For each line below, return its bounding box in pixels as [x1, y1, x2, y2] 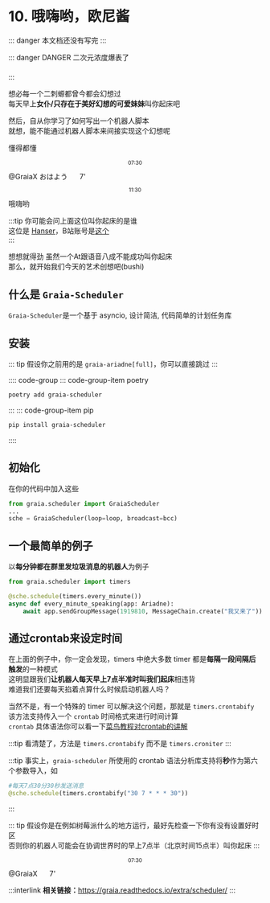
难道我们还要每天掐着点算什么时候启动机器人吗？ [8, 684, 170, 694]
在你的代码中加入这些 [8, 483, 79, 493]
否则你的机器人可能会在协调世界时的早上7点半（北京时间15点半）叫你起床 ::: [8, 841, 260, 851]
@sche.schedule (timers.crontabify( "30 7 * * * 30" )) [8, 790, 189, 798]
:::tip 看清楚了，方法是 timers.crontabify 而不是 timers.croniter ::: [8, 739, 231, 749]
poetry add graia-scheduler [8, 391, 103, 399]
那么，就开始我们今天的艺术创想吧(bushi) [8, 262, 145, 272]
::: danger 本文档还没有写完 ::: [8, 35, 107, 45]
